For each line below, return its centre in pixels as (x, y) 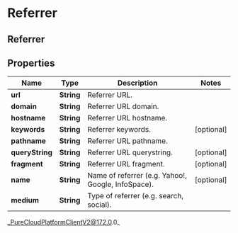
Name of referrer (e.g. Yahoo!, (137, 176)
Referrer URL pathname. (127, 141)
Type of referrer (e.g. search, (136, 196)
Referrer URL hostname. (127, 118)
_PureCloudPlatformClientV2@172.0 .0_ (64, 222)
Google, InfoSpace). (121, 184)
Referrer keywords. (119, 130)
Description (137, 83)
